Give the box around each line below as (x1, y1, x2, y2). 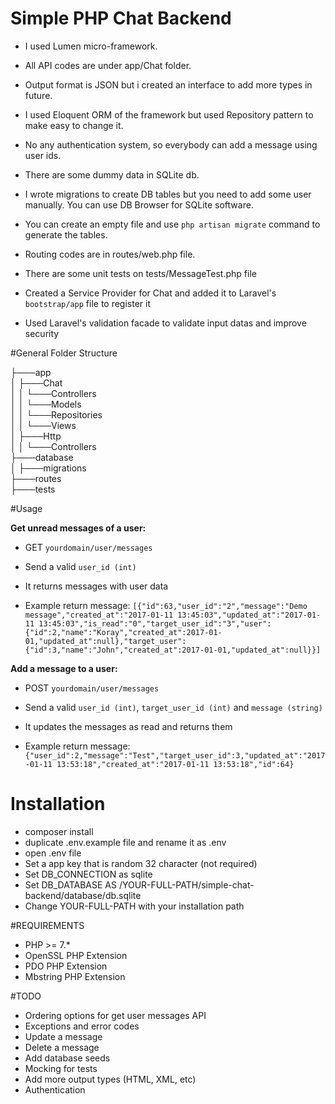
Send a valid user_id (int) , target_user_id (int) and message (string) (24, 701, 323, 713)
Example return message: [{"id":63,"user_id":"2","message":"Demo (24, 599, 308, 611)
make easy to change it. (24, 119, 124, 131)
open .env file (24, 847, 82, 859)
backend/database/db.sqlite (24, 889, 142, 901)
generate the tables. (24, 228, 108, 241)
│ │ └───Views (10, 419, 77, 431)
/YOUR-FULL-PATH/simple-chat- (118, 878, 255, 891)
